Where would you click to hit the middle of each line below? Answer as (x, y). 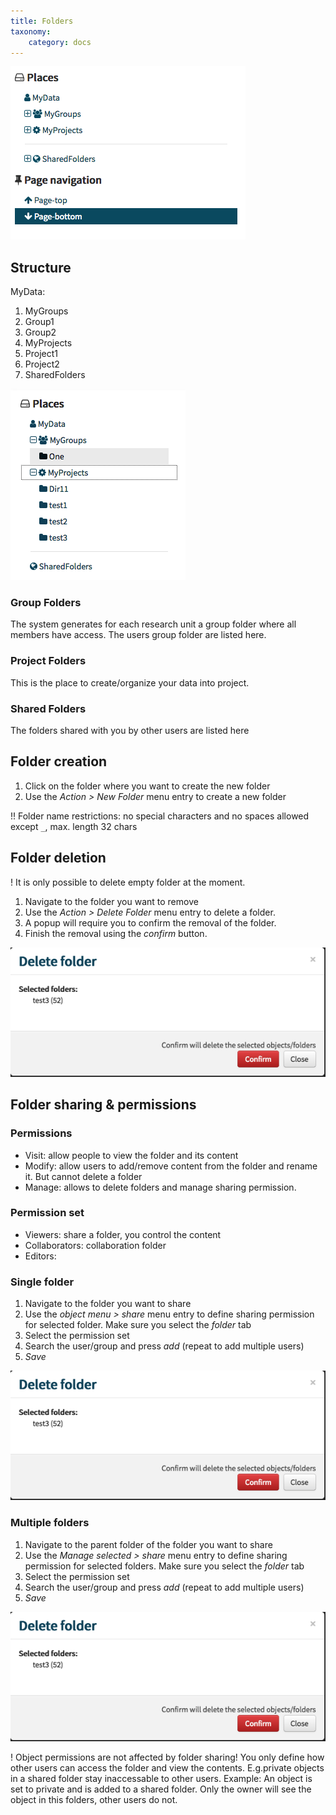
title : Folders (42, 21)
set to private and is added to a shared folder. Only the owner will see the (161, 1789)
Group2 (40, 332)
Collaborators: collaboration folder (95, 1245)
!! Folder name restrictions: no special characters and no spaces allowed (160, 816)
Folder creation (59, 761)
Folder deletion (58, 858)
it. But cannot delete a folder (83, 1176)
